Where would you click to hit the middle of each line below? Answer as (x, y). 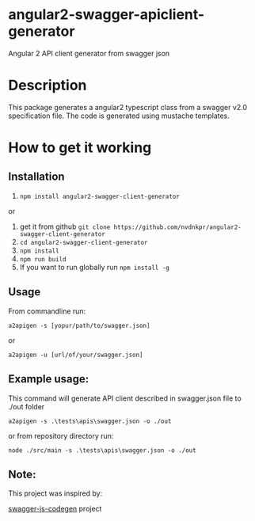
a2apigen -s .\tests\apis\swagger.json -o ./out (90, 421)
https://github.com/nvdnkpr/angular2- (177, 227)
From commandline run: (47, 311)
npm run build (43, 259)
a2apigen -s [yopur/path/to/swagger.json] (79, 325)
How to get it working (80, 148)
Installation (36, 177)
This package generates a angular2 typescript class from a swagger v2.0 (128, 107)
